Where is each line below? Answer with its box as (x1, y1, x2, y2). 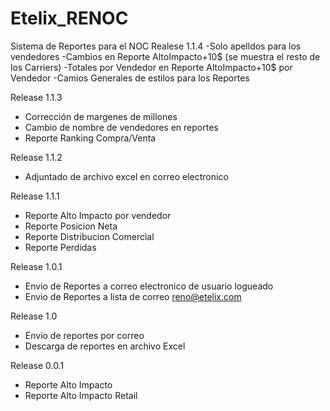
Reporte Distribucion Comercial (24, 230, 155, 242)
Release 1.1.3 (10, 91, 63, 103)
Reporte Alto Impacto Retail (24, 389, 138, 401)
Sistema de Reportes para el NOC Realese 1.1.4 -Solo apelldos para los (10, 40, 302, 52)
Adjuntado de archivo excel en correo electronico (24, 170, 229, 182)
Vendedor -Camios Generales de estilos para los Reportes (10, 72, 250, 84)
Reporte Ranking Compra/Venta (24, 132, 157, 144)
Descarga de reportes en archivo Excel (24, 340, 186, 352)
